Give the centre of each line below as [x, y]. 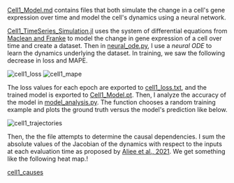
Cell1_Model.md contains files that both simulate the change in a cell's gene [116, 10]
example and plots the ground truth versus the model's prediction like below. [117, 110]
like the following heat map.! [48, 159]
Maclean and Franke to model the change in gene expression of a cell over [115, 38]
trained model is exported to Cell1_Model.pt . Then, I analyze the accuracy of [117, 95]
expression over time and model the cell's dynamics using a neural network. [117, 17]
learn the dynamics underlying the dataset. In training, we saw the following [116, 53]
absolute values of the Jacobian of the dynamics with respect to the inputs [115, 144]
